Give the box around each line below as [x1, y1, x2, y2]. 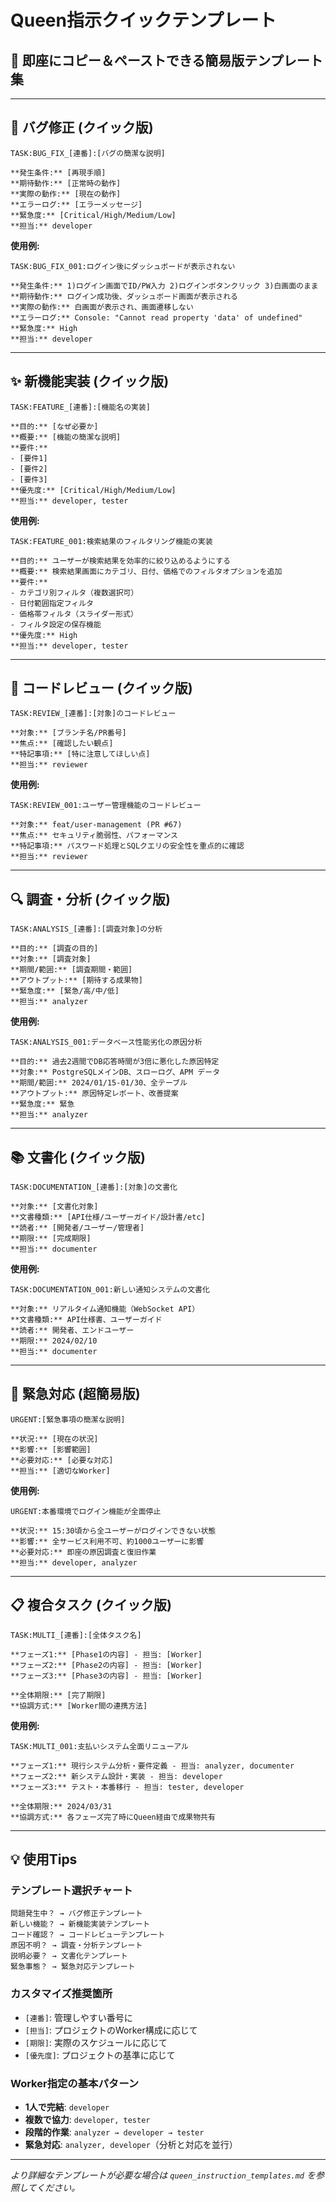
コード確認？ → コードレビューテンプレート [10, 1930, 166, 1940]
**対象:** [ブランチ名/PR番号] [10, 728, 127, 738]
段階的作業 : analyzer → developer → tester [24, 2126, 205, 2138]
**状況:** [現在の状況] [10, 1434, 99, 1444]
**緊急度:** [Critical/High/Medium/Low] [10, 210, 177, 220]
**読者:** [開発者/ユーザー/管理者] [10, 1223, 145, 1233]
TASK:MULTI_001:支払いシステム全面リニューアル [10, 1741, 189, 1751]
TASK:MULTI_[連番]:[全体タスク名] [10, 1630, 142, 1640]
